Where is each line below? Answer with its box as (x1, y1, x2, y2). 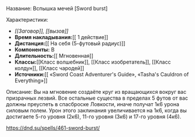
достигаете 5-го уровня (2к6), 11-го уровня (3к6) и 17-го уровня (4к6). (6, 113, 182, 120)
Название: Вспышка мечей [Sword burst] (6, 5, 108, 12)
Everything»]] (14, 77, 48, 84)
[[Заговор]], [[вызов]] (14, 27, 69, 34)
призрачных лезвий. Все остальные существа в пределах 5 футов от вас (6, 94, 189, 101)
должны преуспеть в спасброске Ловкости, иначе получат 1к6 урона (6, 101, 179, 107)
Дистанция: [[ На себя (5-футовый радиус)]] (14, 40, 126, 47)
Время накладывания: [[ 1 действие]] (14, 34, 109, 40)
